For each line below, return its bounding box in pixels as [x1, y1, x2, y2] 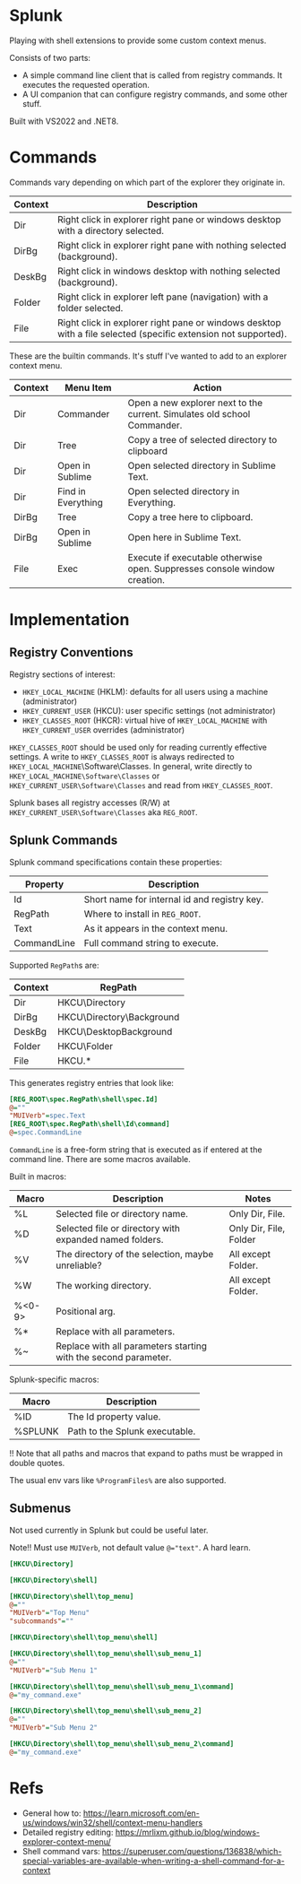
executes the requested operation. [21, 79, 150, 90]
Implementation [9, 610, 130, 630]
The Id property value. [66, 1411, 161, 1423]
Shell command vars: [21, 1845, 100, 1856]
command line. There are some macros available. [9, 1154, 191, 1165]
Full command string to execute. [83, 936, 219, 949]
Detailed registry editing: [21, 1827, 114, 1837]
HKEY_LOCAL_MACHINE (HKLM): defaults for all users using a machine [21, 686, 269, 697]
